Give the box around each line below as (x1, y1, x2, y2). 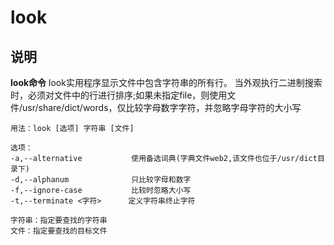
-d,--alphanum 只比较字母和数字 (10, 175, 192, 185)
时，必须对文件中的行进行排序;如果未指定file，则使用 (10, 89, 228, 101)
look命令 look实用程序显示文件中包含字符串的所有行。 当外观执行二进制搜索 (10, 77, 323, 88)
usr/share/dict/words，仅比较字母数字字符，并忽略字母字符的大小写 (22, 102, 302, 113)
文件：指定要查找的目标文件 (10, 226, 108, 236)
